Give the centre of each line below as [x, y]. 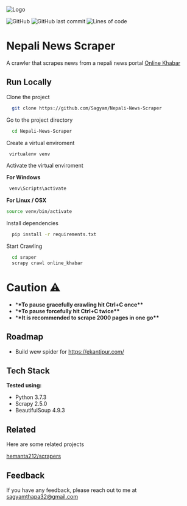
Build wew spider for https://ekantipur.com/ [70, 351]
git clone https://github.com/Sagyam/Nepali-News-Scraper [87, 108]
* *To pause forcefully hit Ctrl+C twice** [67, 311]
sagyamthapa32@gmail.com [42, 496]
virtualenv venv [30, 154]
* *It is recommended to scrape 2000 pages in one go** [87, 318]
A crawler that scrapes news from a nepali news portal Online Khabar [94, 63]
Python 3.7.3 [31, 397]
